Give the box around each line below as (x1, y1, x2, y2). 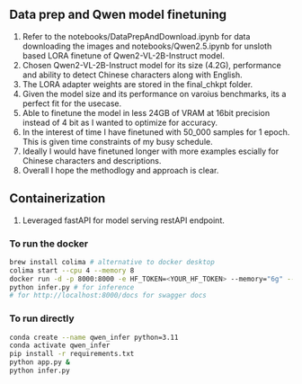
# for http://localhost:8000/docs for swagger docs (9, 291, 207, 300)
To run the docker (9, 237, 88, 250)
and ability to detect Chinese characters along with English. (22, 69, 243, 80)
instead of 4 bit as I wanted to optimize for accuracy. (22, 117, 218, 128)
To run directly (9, 312, 75, 325)
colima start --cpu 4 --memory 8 (9, 265, 135, 275)
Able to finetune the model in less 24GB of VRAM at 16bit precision (22, 107, 271, 118)
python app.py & (9, 358, 70, 367)
